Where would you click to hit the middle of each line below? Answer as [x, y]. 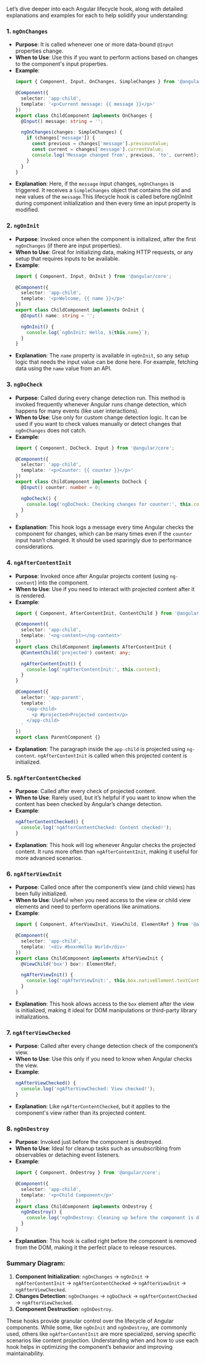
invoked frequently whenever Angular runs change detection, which [101, 404]
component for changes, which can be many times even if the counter [103, 534]
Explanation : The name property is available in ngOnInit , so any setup [102, 356]
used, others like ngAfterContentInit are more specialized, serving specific [101, 1334]
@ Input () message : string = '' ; [62, 121]
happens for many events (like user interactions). [77, 411]
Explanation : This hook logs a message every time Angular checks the [104, 527]
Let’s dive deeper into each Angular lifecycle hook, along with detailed [95, 9]
